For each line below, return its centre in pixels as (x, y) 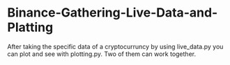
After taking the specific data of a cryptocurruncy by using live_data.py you (115, 46)
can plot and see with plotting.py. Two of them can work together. (102, 54)
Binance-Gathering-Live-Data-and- (113, 13)
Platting (30, 27)
